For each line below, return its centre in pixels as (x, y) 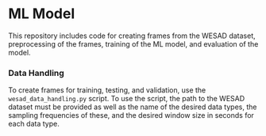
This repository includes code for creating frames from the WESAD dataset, (132, 36)
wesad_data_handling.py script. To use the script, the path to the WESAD (127, 99)
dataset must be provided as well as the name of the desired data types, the (133, 107)
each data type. (34, 124)
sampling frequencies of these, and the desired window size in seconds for (131, 115)
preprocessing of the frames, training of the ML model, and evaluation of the (133, 43)
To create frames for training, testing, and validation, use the (107, 90)
